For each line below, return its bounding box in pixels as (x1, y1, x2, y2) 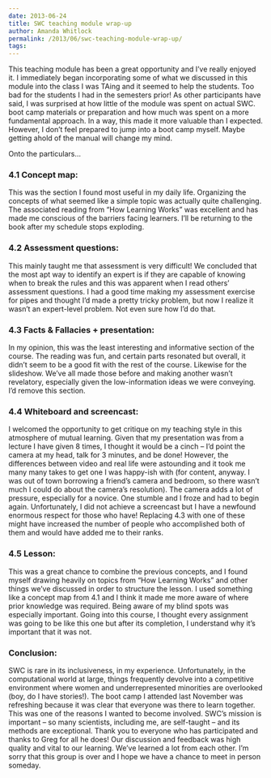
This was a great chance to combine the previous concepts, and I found (8, 566, 248, 576)
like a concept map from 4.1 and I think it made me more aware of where (8, 592, 249, 602)
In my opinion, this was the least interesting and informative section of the (8, 342, 255, 353)
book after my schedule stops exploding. (8, 222, 145, 232)
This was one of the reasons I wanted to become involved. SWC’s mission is (8, 708, 262, 718)
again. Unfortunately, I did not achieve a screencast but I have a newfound (8, 502, 256, 512)
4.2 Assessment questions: (8, 243, 119, 254)
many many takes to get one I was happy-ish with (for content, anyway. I (8, 467, 251, 477)
